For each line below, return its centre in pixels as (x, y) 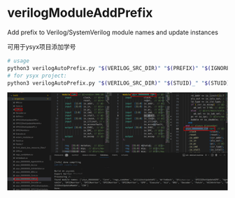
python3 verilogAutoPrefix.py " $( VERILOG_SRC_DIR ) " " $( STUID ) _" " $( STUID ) (119, 83)
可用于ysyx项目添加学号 (42, 46)
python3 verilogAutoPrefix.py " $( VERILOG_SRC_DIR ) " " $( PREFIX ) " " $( (109, 68)
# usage (19, 61)
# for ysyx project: (37, 76)
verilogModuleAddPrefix (80, 13)
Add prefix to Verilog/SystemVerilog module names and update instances (113, 32)
